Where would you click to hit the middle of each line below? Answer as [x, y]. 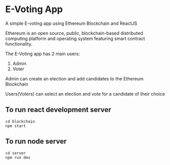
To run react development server [58, 110]
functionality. [19, 44]
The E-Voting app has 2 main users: [43, 54]
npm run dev [18, 157]
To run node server [36, 141]
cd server [16, 153]
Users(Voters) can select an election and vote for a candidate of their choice [85, 94]
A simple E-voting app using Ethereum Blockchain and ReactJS [71, 23]
